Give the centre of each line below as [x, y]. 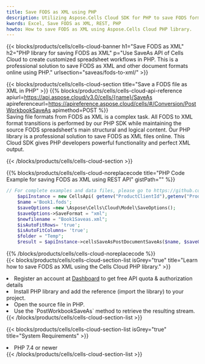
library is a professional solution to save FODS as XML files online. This [95, 136]
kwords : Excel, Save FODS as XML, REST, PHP [64, 23]
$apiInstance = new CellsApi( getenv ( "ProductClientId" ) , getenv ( [102, 196]
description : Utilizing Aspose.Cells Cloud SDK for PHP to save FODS [97, 18]
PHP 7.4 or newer [36, 347]
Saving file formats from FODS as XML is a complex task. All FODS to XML [100, 117]
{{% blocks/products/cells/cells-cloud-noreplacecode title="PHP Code [95, 173]
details [15, 285]
